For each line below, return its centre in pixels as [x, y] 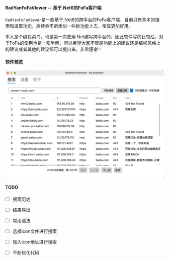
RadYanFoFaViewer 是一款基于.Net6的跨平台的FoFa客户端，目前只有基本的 [80, 20]
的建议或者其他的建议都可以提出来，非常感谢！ [54, 49]
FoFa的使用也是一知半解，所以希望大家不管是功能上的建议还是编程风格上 [85, 43]
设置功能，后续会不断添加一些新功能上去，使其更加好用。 [73, 26]
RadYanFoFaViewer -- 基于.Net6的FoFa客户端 [53, 8]
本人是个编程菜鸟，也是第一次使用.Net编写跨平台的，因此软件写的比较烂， [82, 37]
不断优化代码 [26, 253]
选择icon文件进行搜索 [34, 231]
